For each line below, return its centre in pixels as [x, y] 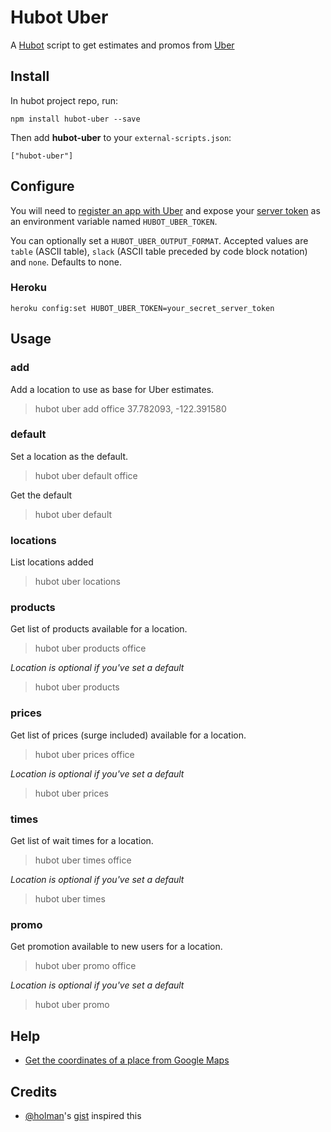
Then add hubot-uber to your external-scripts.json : [121, 137]
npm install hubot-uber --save [75, 119]
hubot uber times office [83, 860]
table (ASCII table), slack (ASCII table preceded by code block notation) [159, 251]
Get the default [41, 495]
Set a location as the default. [69, 456]
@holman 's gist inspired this [83, 1115]
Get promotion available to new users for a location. [116, 947]
